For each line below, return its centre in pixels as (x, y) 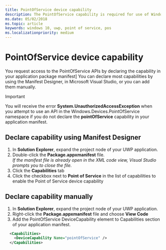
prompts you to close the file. (42, 165)
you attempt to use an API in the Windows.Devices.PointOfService (72, 111)
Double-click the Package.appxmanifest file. (58, 155)
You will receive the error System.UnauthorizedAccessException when (79, 106)
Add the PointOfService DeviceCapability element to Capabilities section (86, 219)
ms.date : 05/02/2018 (26, 19)
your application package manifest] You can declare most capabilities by (79, 76)
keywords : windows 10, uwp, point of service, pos (58, 28)
